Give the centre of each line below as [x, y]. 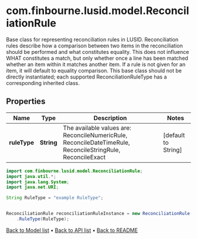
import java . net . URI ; [33, 187]
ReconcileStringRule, [92, 149]
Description [110, 118]
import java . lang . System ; [38, 182]
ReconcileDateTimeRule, [96, 142]
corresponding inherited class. [43, 83]
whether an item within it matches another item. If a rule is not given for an [96, 64]
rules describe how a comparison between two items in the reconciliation [94, 46]
